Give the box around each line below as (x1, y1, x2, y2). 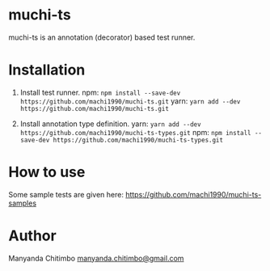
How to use (8, 163, 86, 181)
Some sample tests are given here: (8, 189, 124, 199)
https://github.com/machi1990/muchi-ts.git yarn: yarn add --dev (19, 95, 241, 106)
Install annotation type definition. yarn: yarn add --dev (19, 119, 201, 129)
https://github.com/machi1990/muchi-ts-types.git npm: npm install (19, 127, 252, 137)
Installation (8, 61, 86, 79)
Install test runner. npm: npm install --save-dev (19, 87, 181, 97)
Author (8, 227, 57, 244)
